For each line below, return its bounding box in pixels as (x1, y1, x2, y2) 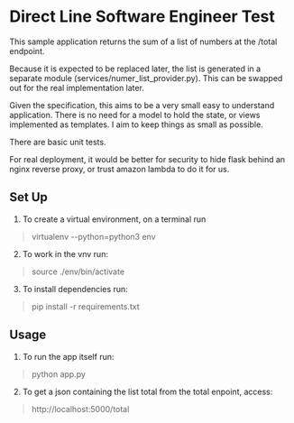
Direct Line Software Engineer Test (9, 6, 275, 27)
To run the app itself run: (22, 351, 115, 362)
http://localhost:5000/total (31, 403, 130, 414)
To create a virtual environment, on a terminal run (22, 214, 207, 225)
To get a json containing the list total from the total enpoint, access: (22, 386, 273, 397)
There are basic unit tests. (9, 136, 106, 147)
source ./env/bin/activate (31, 266, 124, 277)
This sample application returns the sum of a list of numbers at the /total (9, 36, 278, 47)
